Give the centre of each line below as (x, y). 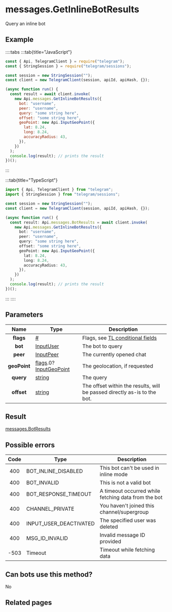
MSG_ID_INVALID (47, 538)
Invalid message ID (122, 535)
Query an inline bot (25, 24)
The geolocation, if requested (118, 366)
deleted (109, 527)
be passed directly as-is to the (119, 392)
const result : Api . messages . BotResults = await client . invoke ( (79, 222)
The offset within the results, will (121, 386)
